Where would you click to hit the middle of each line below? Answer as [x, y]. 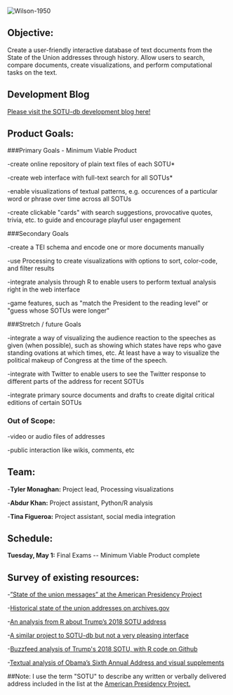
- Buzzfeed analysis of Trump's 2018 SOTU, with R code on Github [102, 649]
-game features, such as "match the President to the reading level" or [108, 303]
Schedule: [30, 538]
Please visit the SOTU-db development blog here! [79, 111]
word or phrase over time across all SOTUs [69, 199]
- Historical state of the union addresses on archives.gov [88, 608]
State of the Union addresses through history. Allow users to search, [106, 57]
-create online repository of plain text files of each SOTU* [91, 164]
